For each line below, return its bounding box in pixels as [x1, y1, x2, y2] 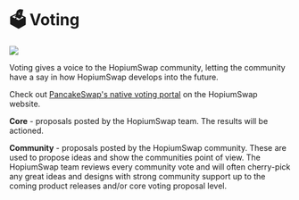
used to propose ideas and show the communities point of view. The [9, 152, 261, 162]
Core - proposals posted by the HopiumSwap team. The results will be [9, 115, 269, 126]
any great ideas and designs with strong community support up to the [9, 171, 266, 181]
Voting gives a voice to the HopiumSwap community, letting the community [9, 62, 286, 72]
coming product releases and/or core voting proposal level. [9, 180, 228, 191]
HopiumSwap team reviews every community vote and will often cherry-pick [9, 161, 291, 172]
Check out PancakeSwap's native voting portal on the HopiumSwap [9, 88, 258, 99]
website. [9, 98, 41, 109]
